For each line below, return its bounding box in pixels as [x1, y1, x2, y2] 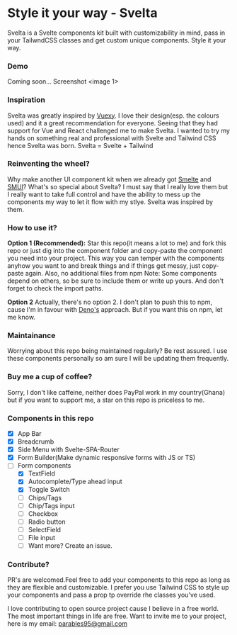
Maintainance [7, 331, 56, 341]
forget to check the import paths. [7, 284, 104, 293]
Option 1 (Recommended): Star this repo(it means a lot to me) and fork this [7, 239, 226, 247]
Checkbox [28, 509, 59, 518]
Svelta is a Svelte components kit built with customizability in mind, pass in [7, 28, 226, 37]
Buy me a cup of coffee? [7, 372, 93, 382]
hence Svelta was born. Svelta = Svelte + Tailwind [7, 141, 154, 150]
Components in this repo [7, 413, 94, 423]
